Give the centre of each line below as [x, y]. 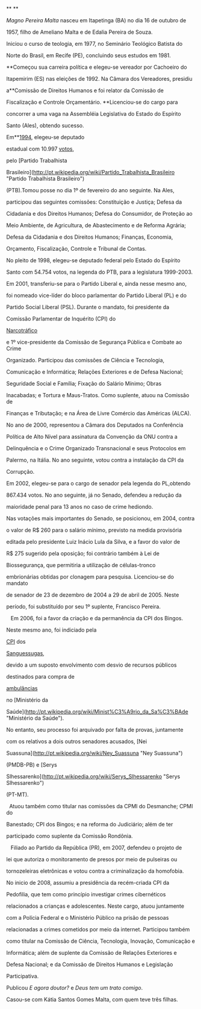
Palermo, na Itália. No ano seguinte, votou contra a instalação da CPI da [95, 460]
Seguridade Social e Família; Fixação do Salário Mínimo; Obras [84, 383]
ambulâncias [22, 688]
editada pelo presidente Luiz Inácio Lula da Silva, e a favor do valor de [93, 542]
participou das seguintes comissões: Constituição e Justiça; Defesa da [94, 202]
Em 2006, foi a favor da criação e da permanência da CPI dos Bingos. [97, 618]
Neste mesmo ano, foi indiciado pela [51, 630]
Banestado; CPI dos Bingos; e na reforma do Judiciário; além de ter [90, 824]
